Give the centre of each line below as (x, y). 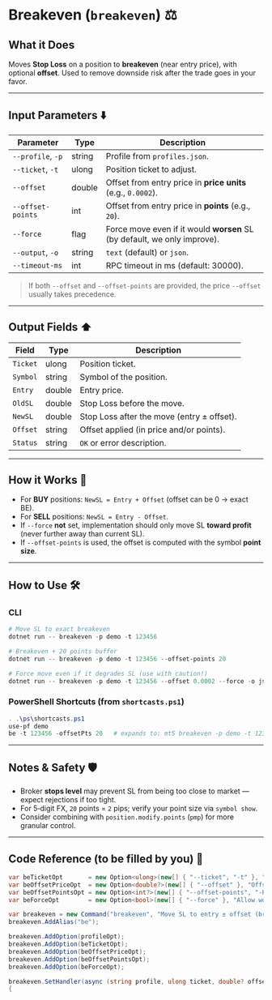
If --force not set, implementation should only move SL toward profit (136, 525)
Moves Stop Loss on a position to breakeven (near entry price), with (123, 64)
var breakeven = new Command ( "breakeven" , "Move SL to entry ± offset (130, 915)
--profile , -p (38, 156)
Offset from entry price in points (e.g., (178, 206)
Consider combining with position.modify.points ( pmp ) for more (127, 817)
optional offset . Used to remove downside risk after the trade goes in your (132, 73)
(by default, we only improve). (163, 239)
